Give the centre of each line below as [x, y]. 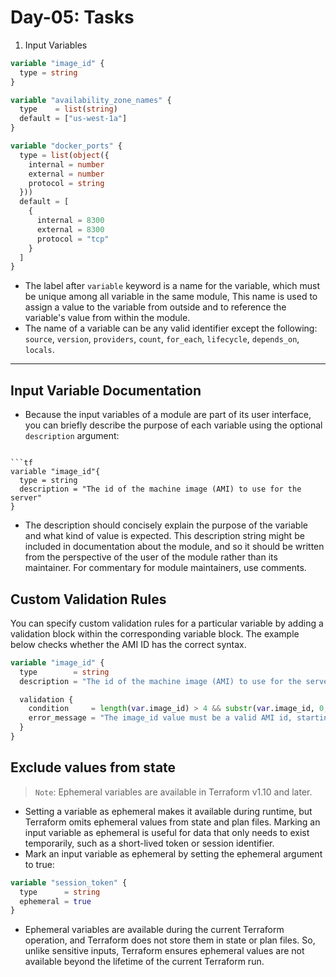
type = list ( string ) [68, 109]
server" [26, 498]
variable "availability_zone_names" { [91, 100]
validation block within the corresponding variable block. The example [155, 633]
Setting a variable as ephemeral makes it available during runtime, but [168, 811]
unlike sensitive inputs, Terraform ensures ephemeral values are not [164, 951]
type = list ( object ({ [64, 155]
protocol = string [66, 183]
